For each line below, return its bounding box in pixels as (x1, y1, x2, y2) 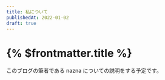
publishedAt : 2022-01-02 (6, 15, 69, 21)
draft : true (6, 20, 36, 26)
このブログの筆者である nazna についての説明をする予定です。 (6, 67, 162, 75)
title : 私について (6, 8, 49, 15)
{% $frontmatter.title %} (6, 46, 132, 60)
